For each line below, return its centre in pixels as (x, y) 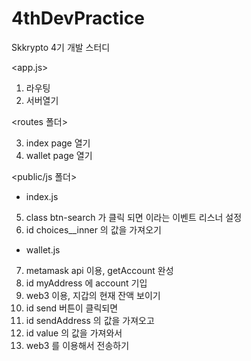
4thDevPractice (78, 18)
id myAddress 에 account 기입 (86, 283)
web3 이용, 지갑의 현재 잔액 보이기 (93, 295)
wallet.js (43, 249)
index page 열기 (58, 143)
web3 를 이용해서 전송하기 (77, 345)
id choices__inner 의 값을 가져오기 (93, 229)
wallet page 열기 (59, 155)
